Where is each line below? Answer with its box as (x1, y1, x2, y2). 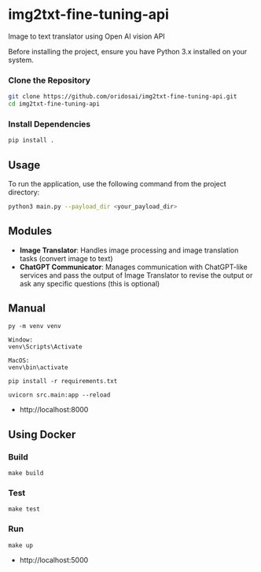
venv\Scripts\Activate (8, 343, 83, 351)
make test (8, 505, 41, 513)
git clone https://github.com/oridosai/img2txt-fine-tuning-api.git (8, 93, 237, 101)
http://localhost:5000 (19, 555, 89, 564)
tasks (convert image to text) (19, 253, 113, 263)
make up (8, 541, 34, 549)
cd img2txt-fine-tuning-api (8, 100, 101, 108)
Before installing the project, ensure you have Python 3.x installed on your (8, 46, 248, 56)
